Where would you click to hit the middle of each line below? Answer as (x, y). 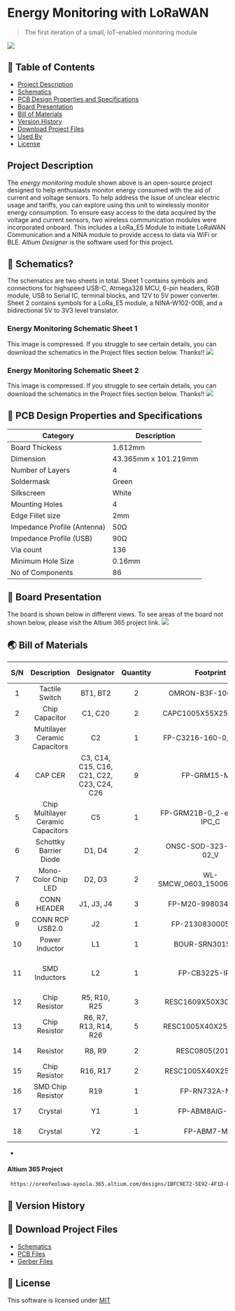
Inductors (50, 977)
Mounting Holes (37, 504)
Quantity (136, 673)
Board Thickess (36, 447)
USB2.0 (50, 928)
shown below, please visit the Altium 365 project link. (84, 622)
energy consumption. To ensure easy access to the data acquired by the (112, 212)
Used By (30, 136)
